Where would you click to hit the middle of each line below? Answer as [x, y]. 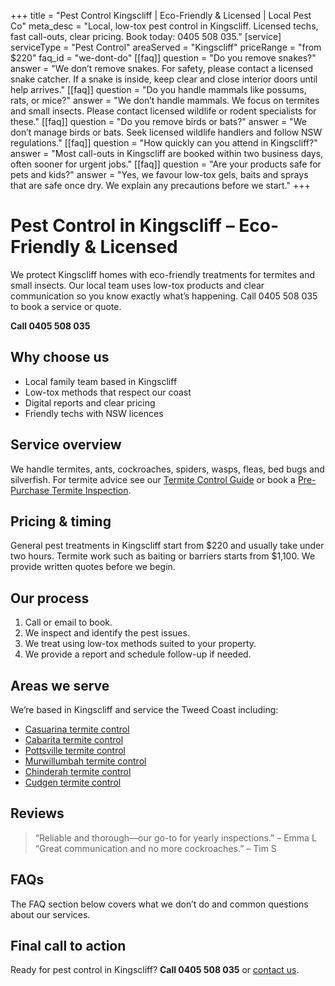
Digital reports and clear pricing [90, 402]
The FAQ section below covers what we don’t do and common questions [159, 904]
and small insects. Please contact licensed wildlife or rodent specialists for [163, 111]
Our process [50, 598]
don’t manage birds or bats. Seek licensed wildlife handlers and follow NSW [166, 132]
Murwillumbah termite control [85, 761]
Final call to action [68, 946]
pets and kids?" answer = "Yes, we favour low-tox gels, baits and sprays [159, 174]
